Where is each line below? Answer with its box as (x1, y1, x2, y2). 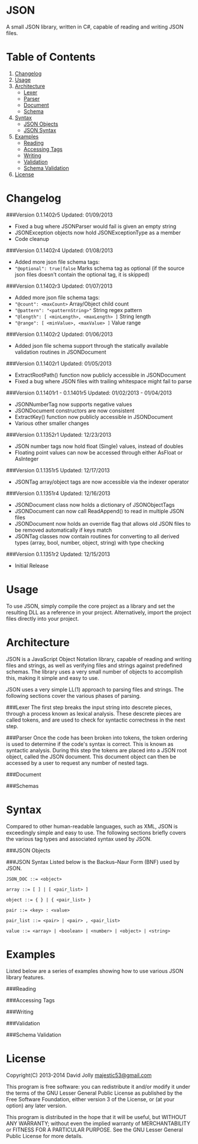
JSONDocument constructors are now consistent (14, 407, 135, 414)
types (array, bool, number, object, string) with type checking (14, 539, 164, 546)
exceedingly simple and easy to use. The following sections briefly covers (6, 829, 186, 836)
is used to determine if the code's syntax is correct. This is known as (6, 740, 174, 748)
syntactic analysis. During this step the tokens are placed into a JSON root (6, 746, 187, 754)
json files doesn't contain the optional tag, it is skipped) (14, 271, 150, 278)
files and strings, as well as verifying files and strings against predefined (6, 662, 183, 669)
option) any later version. (6, 1102, 67, 1109)
